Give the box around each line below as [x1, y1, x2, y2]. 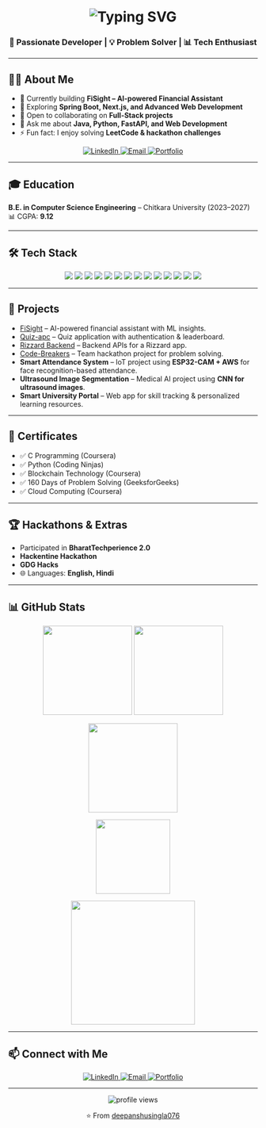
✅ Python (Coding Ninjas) [19, 460, 104, 469]
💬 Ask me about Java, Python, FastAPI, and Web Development [19, 119, 228, 128]
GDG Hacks [19, 560, 59, 570]
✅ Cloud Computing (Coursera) [19, 486, 123, 495]
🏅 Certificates [8, 430, 78, 443]
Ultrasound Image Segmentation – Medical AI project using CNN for [19, 373, 245, 384]
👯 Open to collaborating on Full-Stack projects [19, 111, 173, 120]
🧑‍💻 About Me [8, 72, 74, 86]
